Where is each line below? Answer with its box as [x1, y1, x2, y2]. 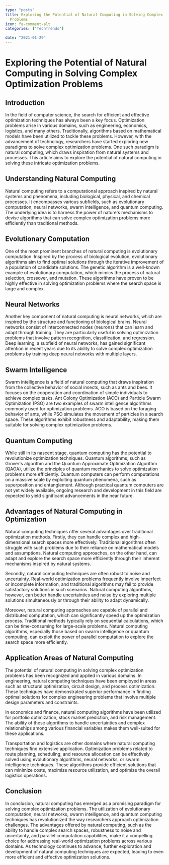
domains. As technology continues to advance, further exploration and [5, 843, 152, 849]
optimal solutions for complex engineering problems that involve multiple [5, 694, 156, 700]
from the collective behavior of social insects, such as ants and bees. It [5, 384, 152, 391]
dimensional [5, 539, 31, 545]
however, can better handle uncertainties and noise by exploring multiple [5, 592, 156, 598]
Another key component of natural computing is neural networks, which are [5, 314, 162, 320]
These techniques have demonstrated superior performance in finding [5, 689, 151, 695]
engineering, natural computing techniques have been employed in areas [5, 677, 157, 684]
